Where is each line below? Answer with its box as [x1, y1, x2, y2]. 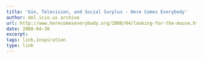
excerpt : [6, 31, 28, 37]
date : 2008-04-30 [6, 25, 50, 32]
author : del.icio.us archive [6, 14, 80, 21]
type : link [6, 43, 34, 49]
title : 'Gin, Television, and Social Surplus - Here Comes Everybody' [6, 8, 188, 15]
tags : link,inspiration [6, 37, 66, 43]
